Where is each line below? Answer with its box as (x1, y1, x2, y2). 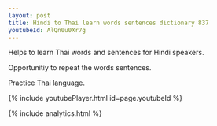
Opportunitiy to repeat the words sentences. (8, 63, 152, 72)
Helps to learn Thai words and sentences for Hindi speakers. (8, 48, 204, 57)
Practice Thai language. (8, 78, 85, 87)
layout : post (8, 11, 51, 20)
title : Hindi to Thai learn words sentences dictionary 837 (8, 19, 210, 27)
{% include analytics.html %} (8, 109, 102, 118)
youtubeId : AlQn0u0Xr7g (8, 26, 86, 34)
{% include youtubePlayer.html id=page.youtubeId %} (8, 94, 183, 103)
